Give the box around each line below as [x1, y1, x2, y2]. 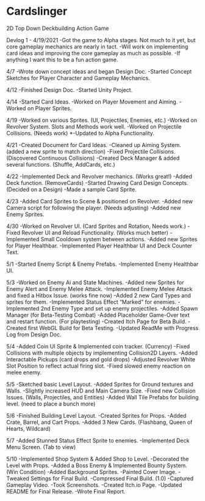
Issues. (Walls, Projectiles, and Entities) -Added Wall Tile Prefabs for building [6, 393, 199, 401]
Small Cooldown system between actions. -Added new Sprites [40, 235, 198, 243]
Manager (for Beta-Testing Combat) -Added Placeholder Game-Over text [6, 311, 190, 318]
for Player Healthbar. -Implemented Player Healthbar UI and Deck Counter [6, 242, 193, 249]
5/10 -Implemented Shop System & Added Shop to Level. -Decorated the [6, 455, 189, 462]
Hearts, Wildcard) [6, 424, 51, 432]
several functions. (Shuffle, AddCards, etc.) [6, 160, 115, 168]
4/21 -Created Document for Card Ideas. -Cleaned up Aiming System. [6, 141, 181, 148]
